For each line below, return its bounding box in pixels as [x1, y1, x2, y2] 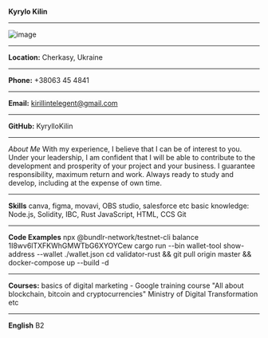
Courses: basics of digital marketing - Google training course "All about [8, 281, 245, 290]
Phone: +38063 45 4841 [8, 76, 90, 84]
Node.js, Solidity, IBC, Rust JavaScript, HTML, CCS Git [8, 210, 187, 218]
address [8, 250, 35, 258]
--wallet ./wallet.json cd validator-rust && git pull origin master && [36, 250, 252, 258]
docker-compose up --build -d [8, 258, 109, 267]
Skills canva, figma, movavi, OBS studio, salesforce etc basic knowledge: [8, 201, 250, 210]
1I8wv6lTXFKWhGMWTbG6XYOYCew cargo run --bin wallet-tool [8, 241, 222, 250]
